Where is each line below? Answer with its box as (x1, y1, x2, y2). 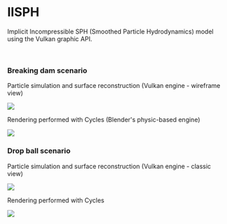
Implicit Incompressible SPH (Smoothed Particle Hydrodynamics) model (7, 27, 214, 36)
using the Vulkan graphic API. (7, 34, 93, 43)
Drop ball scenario (7, 146, 71, 156)
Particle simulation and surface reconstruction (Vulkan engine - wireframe (7, 82, 221, 90)
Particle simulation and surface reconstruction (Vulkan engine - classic (7, 162, 212, 170)
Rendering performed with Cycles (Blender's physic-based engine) (7, 116, 200, 124)
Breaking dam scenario (7, 66, 87, 75)
